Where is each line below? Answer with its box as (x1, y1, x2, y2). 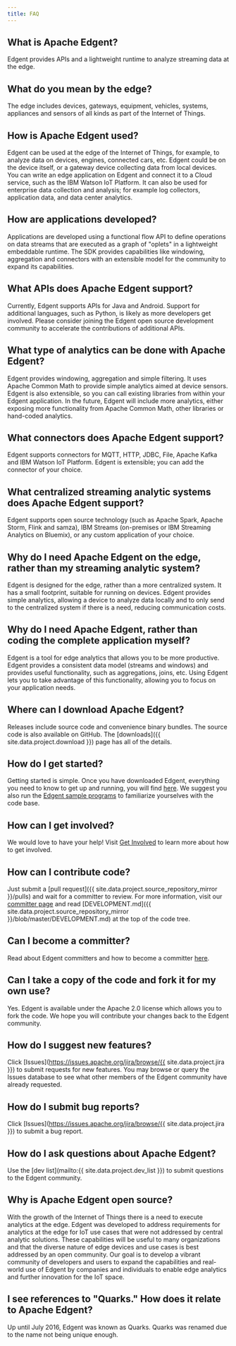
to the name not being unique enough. (7, 1330, 118, 1339)
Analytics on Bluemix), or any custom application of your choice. (7, 531, 195, 539)
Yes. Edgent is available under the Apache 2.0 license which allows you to (7, 1004, 222, 1012)
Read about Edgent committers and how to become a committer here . (7, 953, 210, 962)
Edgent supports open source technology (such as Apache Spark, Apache (7, 516, 223, 524)
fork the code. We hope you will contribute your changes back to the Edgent (7, 1011, 229, 1020)
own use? (7, 985, 51, 997)
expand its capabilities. (7, 262, 74, 271)
